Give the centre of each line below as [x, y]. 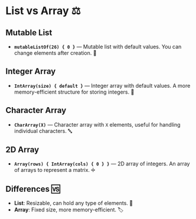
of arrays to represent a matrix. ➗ [55, 170]
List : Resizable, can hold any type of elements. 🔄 [73, 203]
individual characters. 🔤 [43, 131]
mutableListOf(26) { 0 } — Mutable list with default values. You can [98, 47]
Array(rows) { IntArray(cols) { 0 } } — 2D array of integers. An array [102, 164]
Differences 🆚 [33, 189]
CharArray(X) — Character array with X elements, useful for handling [97, 124]
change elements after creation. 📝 [55, 53]
